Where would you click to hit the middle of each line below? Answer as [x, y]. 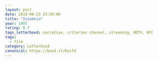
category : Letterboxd [27, 46]
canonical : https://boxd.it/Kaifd [41, 51]
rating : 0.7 [17, 28]
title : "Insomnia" [24, 19]
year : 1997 [16, 23]
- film [16, 42]
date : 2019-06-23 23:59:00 [33, 14]
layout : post [19, 10]
